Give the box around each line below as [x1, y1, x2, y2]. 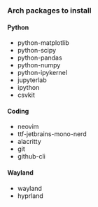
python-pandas [17, 53, 62, 62]
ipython [17, 84, 40, 92]
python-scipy [17, 46, 57, 55]
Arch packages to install [7, 6, 92, 15]
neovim [17, 122, 39, 131]
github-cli [17, 152, 45, 161]
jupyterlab [17, 76, 47, 84]
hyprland [17, 192, 43, 200]
